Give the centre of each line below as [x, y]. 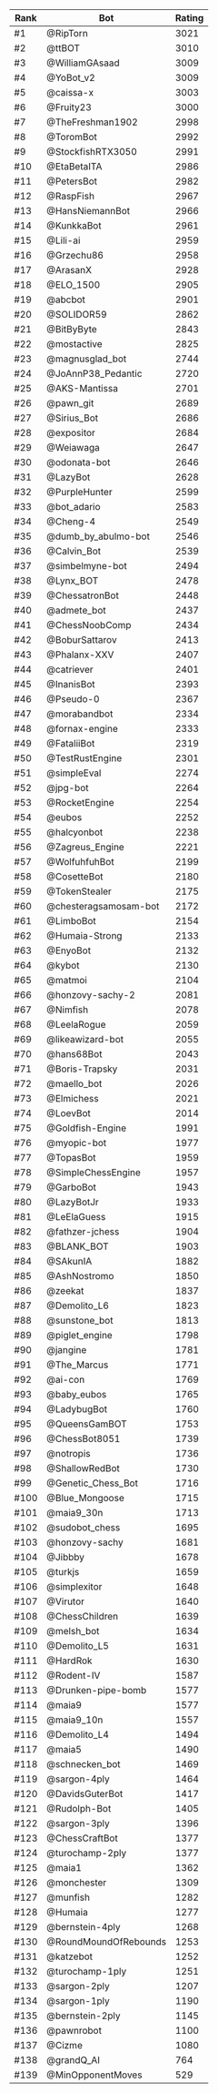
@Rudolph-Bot [79, 1809]
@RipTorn [67, 33]
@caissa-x [70, 92]
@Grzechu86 [75, 255]
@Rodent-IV [74, 1676]
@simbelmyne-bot [87, 566]
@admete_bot [76, 610]
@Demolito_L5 [78, 1646]
